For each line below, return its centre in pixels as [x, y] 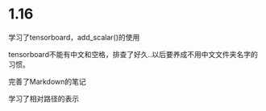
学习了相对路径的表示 [44, 98]
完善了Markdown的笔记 [47, 81]
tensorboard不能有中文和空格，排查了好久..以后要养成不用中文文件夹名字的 [133, 54]
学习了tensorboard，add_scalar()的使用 [74, 37]
